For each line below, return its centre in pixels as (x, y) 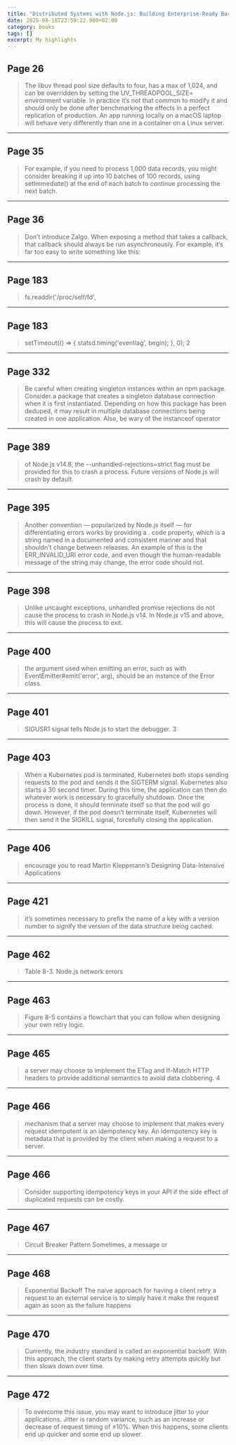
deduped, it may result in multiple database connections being (115, 411)
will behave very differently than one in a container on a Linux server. (124, 122)
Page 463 (29, 1000)
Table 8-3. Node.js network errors (74, 971)
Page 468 (29, 1274)
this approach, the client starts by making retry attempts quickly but (123, 1358)
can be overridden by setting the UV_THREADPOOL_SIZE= (109, 93)
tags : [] (20, 33)
